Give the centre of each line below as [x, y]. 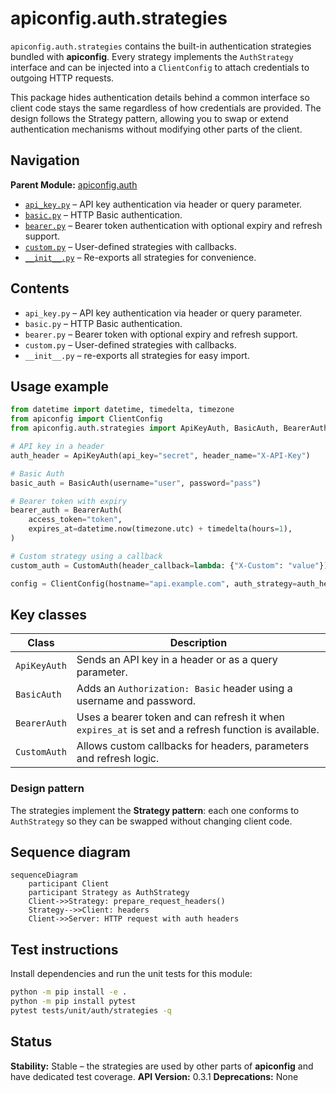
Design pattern [47, 789]
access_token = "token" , [75, 520]
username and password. [136, 701]
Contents [40, 288]
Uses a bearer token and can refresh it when [180, 717]
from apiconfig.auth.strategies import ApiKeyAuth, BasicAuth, [145, 428]
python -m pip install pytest [73, 1002]
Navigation [45, 160]
